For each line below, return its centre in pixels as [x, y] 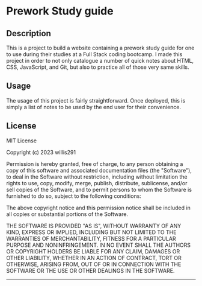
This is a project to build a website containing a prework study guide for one [100, 48]
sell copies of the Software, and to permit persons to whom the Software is [99, 189]
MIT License [22, 141]
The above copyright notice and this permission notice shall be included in [98, 208]
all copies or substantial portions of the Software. [67, 214]
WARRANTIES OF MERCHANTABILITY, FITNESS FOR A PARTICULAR [91, 238]
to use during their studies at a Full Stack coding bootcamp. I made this [94, 54]
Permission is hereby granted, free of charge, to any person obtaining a [95, 164]
